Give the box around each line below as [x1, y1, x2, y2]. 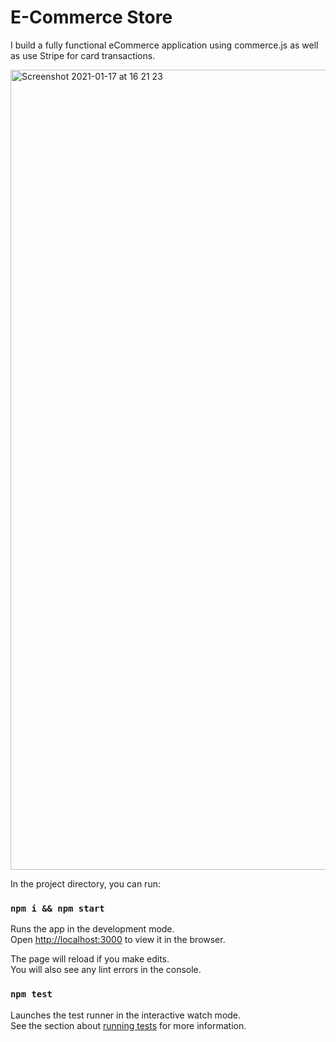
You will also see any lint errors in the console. [10, 964, 202, 976]
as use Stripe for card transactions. [10, 49, 156, 61]
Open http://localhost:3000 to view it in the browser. [10, 934, 226, 946]
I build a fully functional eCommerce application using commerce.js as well [10, 39, 319, 51]
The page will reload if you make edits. [10, 953, 170, 965]
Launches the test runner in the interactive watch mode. [10, 1009, 242, 1021]
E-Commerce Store [10, 6, 173, 29]
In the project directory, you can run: [10, 877, 161, 890]
